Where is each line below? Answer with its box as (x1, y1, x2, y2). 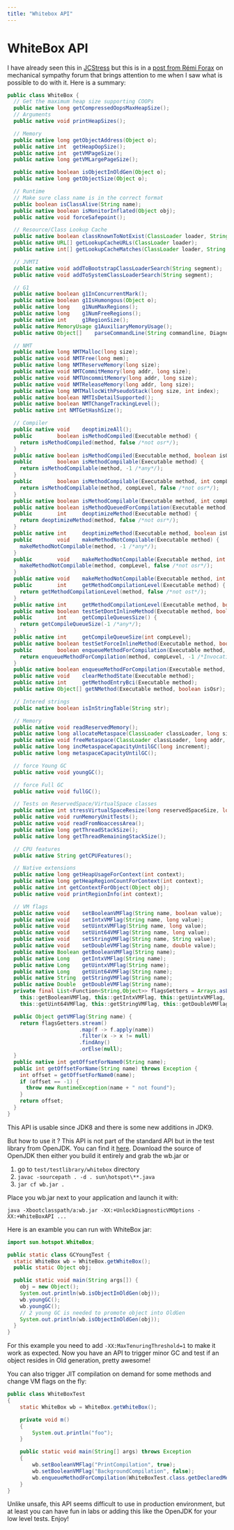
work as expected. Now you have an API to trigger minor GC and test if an (7, 1349, 219, 1358)
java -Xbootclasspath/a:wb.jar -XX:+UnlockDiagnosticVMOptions (7, 1207, 195, 1214)
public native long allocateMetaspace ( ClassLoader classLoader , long (13, 730, 219, 737)
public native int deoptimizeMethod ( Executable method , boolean (13, 530, 217, 537)
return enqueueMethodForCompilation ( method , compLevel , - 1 (19, 653, 195, 660)
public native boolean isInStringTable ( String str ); (13, 704, 170, 712)
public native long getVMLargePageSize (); (13, 156, 139, 163)
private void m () (19, 1416, 70, 1423)
